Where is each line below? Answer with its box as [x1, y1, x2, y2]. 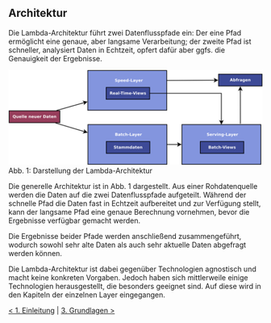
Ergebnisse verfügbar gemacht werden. [8, 216, 141, 225]
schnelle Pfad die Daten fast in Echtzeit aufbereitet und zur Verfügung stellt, [8, 198, 261, 208]
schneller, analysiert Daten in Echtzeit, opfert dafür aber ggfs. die [8, 44, 226, 55]
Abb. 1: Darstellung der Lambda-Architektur [8, 166, 153, 175]
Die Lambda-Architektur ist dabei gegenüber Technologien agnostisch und [8, 264, 256, 274]
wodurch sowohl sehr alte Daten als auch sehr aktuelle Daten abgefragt [8, 240, 247, 250]
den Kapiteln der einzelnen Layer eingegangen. [8, 290, 165, 300]
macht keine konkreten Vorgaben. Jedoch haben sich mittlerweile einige [8, 272, 248, 282]
